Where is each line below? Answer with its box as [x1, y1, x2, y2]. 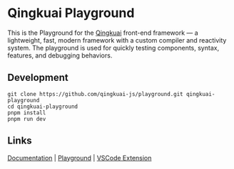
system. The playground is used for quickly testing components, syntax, [7, 43, 220, 52]
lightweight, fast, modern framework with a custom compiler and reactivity [7, 36, 227, 44]
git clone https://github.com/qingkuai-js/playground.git [7, 90, 183, 97]
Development [7, 72, 69, 84]
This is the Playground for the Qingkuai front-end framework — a [7, 28, 198, 37]
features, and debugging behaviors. [7, 51, 113, 60]
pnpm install [7, 109, 46, 116]
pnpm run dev [7, 115, 46, 122]
